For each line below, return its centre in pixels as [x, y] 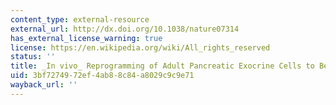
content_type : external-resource [80, 19]
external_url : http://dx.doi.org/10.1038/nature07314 [125, 29]
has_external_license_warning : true [86, 38]
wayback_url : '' [44, 85]
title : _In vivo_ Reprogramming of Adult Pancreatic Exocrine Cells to [162, 66]
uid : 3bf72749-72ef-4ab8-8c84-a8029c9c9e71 [102, 76]
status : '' [33, 57]
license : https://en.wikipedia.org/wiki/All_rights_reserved [140, 47]
